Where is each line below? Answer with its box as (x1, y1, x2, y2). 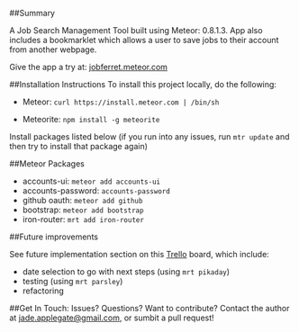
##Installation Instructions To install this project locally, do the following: (9, 79, 277, 89)
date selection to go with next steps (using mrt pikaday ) (22, 266, 231, 277)
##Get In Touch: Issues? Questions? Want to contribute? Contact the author (9, 303, 290, 313)
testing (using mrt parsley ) (22, 276, 123, 286)
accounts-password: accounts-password (22, 185, 171, 196)
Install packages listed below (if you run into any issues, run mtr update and (9, 131, 290, 142)
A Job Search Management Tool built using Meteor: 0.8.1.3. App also (9, 25, 263, 35)
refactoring (22, 285, 65, 296)
